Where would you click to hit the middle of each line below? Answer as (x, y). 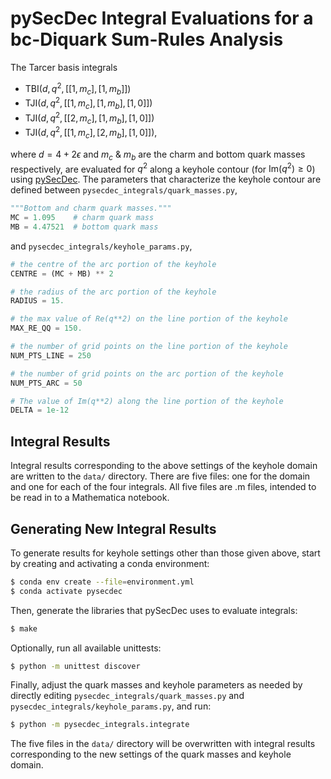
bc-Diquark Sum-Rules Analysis (147, 39)
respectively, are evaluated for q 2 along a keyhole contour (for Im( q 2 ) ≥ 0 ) (163, 168)
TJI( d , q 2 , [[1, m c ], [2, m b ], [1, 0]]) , (91, 133)
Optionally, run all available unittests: (86, 648)
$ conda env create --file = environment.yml (102, 582)
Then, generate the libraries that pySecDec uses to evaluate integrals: (154, 610)
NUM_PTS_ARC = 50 (46, 383)
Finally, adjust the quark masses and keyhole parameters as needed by (156, 685)
